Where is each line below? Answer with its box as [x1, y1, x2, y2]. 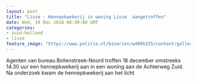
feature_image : [6, 41, 43, 47]
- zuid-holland [6, 30, 43, 36]
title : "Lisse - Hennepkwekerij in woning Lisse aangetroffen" [6, 14, 167, 20]
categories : [6, 24, 35, 31]
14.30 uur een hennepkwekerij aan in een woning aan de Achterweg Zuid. [6, 63, 184, 70]
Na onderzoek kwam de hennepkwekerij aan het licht [6, 69, 135, 76]
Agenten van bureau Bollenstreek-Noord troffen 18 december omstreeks [6, 56, 181, 64]
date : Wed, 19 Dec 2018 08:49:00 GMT [6, 19, 98, 25]
